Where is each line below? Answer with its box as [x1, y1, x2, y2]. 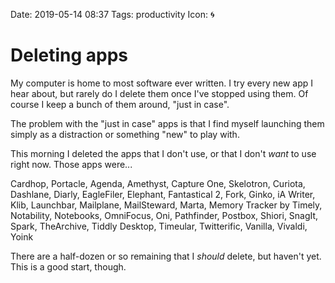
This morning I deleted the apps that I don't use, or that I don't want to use [10, 147, 317, 159]
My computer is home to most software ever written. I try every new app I [10, 77, 313, 89]
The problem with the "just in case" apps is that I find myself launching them [10, 117, 325, 129]
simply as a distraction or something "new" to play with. [10, 128, 240, 140]
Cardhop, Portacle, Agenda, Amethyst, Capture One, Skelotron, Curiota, [10, 177, 306, 189]
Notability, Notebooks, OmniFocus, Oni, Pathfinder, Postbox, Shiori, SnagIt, [10, 209, 319, 221]
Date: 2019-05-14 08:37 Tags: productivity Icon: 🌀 [10, 9, 215, 20]
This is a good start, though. [10, 260, 127, 273]
